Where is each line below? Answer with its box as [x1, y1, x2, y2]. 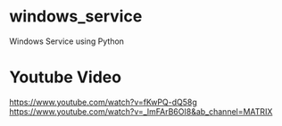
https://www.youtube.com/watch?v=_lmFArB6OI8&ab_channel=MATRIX [9, 105, 273, 117]
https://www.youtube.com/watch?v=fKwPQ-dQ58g [9, 97, 198, 107]
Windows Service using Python [9, 36, 125, 46]
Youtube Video [9, 67, 122, 88]
